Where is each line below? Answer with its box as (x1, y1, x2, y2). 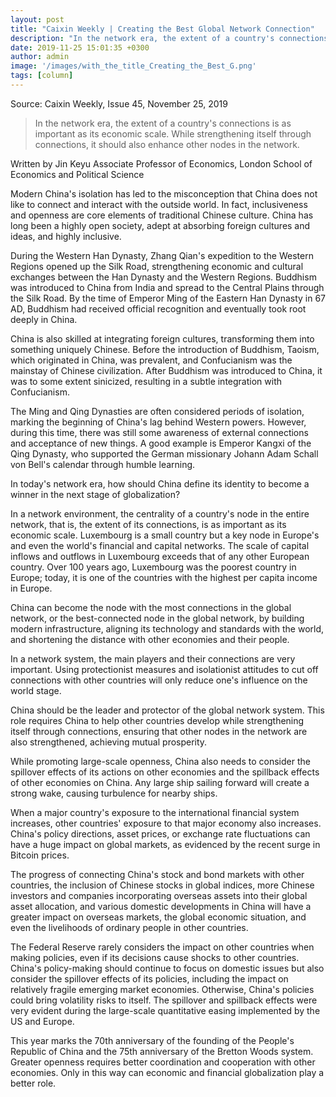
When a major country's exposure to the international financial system (10, 806, 300, 818)
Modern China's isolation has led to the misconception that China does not (10, 187, 318, 200)
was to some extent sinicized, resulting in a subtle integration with (10, 375, 282, 387)
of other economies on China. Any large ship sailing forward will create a (10, 776, 310, 788)
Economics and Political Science (10, 168, 145, 180)
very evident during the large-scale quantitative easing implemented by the (10, 1004, 321, 1016)
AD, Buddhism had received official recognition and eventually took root (10, 302, 307, 315)
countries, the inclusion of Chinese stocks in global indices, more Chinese (10, 879, 315, 891)
